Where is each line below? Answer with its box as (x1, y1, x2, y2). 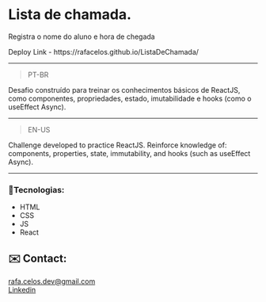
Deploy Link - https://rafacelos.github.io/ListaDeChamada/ (8, 47, 199, 56)
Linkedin (8, 285, 36, 295)
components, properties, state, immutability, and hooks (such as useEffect (8, 148, 251, 158)
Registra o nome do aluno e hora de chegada (8, 32, 156, 41)
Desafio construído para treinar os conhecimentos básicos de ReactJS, (8, 85, 241, 94)
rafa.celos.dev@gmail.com (8, 277, 96, 286)
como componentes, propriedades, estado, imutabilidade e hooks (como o (8, 94, 252, 103)
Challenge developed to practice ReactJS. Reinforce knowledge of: (8, 140, 227, 150)
